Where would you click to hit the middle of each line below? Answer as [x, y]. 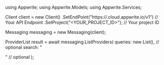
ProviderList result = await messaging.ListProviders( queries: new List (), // [82, 42]
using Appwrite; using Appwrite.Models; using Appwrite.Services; [74, 7]
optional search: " [24, 47]
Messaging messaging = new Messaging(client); [56, 32]
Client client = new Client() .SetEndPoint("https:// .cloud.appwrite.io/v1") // [82, 17]
